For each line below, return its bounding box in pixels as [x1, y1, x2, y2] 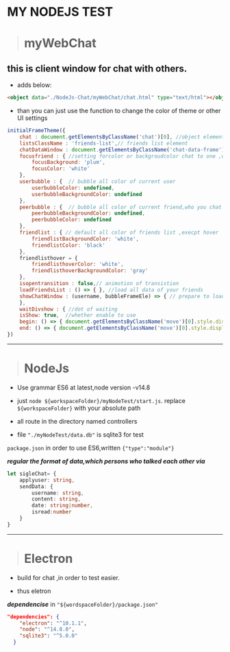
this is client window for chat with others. [7, 62, 188, 74]
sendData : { [19, 483, 53, 490]
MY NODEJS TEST [7, 4, 114, 20]
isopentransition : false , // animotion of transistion [19, 280, 179, 287]
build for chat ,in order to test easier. [16, 573, 120, 581]
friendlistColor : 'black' [31, 241, 106, 249]
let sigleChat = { [7, 470, 57, 477]
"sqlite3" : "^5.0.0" [19, 632, 78, 640]
